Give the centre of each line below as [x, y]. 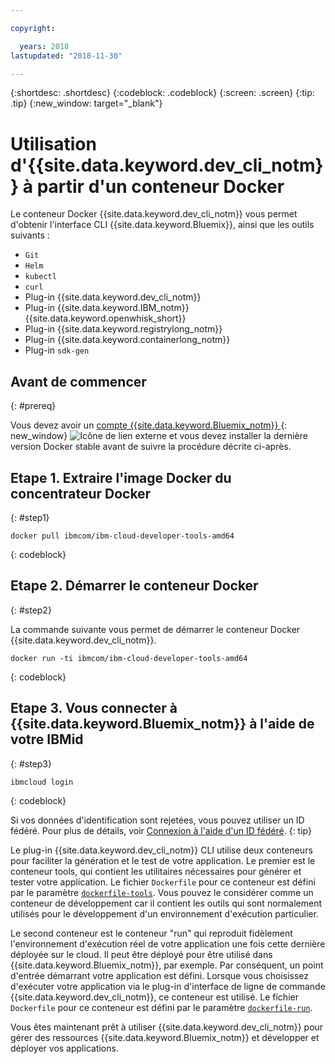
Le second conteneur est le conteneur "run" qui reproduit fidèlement [151, 933]
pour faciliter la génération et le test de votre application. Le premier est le [163, 860]
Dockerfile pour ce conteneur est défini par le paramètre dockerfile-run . [161, 1007]
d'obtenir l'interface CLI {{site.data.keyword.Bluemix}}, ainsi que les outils [162, 225]
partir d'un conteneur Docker [160, 186]
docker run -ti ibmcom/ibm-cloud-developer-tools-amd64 [129, 658]
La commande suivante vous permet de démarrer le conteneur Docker [155, 629]
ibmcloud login [42, 782]
